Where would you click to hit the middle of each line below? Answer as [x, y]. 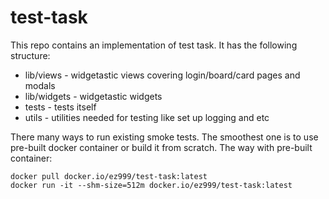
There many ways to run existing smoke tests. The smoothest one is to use [164, 137]
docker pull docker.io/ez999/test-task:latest [109, 176]
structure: [30, 55]
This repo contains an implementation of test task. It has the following [154, 45]
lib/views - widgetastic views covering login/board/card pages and [162, 75]
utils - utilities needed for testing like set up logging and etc [147, 117]
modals [40, 85]
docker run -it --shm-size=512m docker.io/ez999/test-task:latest [151, 185]
